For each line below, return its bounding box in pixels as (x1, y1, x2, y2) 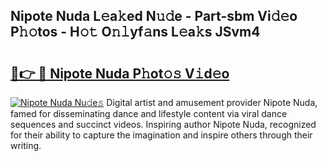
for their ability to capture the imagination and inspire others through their (10, 129, 313, 141)
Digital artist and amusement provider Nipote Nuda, (106, 97, 318, 108)
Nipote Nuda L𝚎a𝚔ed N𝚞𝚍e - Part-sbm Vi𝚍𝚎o (10, 8, 298, 25)
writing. (10, 140, 42, 151)
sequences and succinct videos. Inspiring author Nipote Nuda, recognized (10, 119, 317, 130)
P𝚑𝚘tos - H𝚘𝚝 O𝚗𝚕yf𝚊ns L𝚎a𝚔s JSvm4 (10, 24, 261, 41)
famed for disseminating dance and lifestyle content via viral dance (10, 108, 288, 119)
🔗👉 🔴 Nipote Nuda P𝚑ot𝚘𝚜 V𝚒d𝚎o (10, 65, 230, 82)
